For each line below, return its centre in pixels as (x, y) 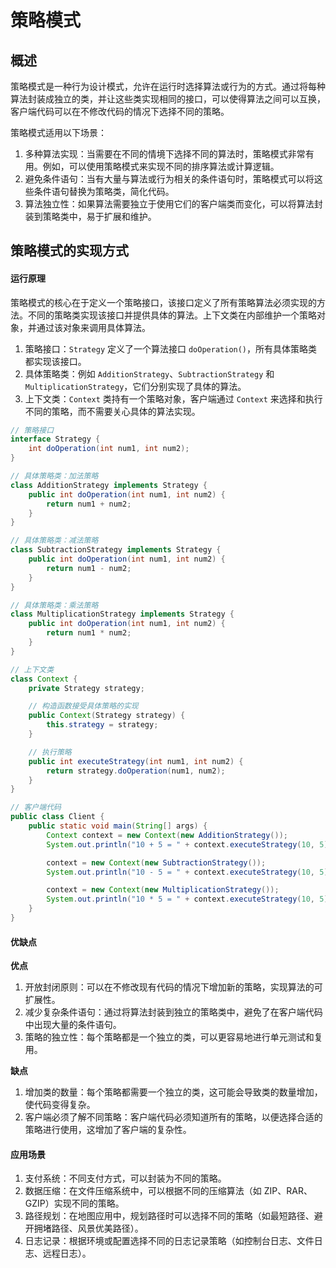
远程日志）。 (67, 1253)
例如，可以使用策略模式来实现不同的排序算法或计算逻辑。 (161, 166)
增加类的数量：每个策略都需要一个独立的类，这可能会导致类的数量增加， (173, 1092)
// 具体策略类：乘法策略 (54, 605)
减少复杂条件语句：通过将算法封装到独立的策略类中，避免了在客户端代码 (173, 1012)
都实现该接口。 (55, 361)
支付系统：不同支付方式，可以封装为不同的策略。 (125, 1178)
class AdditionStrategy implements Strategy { (109, 485)
